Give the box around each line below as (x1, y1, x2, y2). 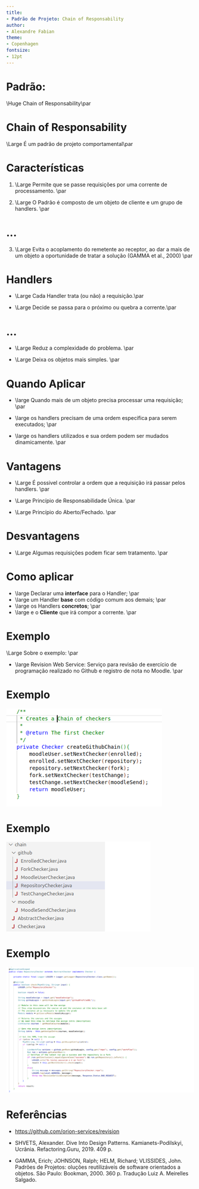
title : (6, 10, 23, 15)
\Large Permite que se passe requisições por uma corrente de (14, 180, 168, 188)
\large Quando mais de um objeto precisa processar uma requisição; (14, 397, 184, 404)
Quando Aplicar (6, 377, 86, 390)
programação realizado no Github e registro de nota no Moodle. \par (14, 667, 183, 674)
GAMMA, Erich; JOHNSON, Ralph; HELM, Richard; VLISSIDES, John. (14, 1157, 183, 1164)
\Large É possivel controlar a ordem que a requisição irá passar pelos (14, 480, 186, 487)
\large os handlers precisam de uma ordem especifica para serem (14, 415, 177, 422)
